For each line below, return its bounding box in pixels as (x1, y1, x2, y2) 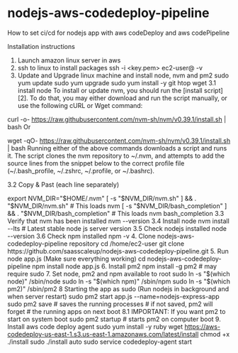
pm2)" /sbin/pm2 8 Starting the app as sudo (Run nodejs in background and (7, 284, 229, 293)
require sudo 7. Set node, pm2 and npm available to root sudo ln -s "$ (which (7, 269, 230, 278)
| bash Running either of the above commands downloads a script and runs (7, 143, 227, 152)
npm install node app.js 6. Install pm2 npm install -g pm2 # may (31, 261, 217, 271)
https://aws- (183, 322, 221, 331)
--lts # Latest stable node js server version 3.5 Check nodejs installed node (7, 224, 227, 232)
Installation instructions (7, 42, 76, 50)
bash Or (7, 122, 31, 131)
